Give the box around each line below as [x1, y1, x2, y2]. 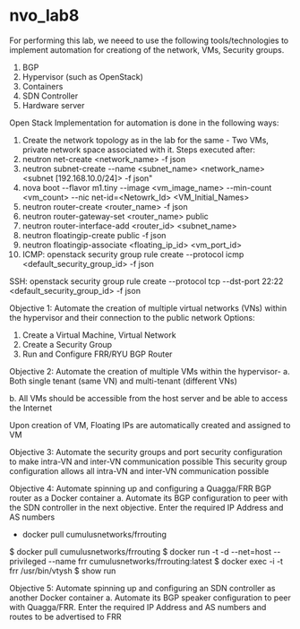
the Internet [9, 402, 53, 413]
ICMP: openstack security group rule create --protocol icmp [21, 248, 244, 260]
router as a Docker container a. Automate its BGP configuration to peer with [9, 492, 288, 503]
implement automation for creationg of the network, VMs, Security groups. [9, 44, 285, 55]
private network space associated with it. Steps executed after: [21, 144, 256, 155]
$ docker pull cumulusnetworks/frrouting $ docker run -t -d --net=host [9, 546, 271, 556]
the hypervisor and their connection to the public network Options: [9, 312, 255, 323]
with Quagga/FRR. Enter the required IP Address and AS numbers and [9, 601, 267, 612]
